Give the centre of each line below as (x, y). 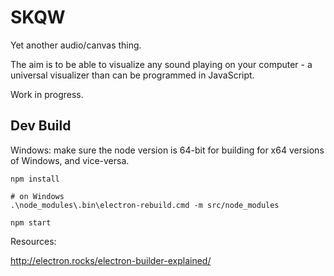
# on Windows (37, 196)
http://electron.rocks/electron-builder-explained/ (111, 260)
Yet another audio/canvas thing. (76, 45)
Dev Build (41, 126)
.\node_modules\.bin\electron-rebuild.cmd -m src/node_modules (145, 205)
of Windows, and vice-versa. (70, 160)
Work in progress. (47, 94)
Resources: (33, 241)
